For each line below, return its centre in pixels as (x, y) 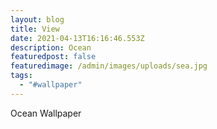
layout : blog (37, 19)
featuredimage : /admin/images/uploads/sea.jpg (109, 66)
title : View (35, 29)
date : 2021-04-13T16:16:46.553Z (77, 38)
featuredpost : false (53, 57)
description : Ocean (51, 47)
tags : (21, 76)
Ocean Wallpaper (46, 113)
